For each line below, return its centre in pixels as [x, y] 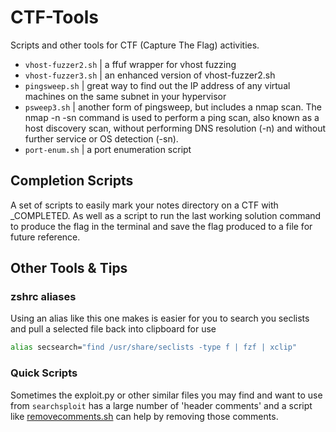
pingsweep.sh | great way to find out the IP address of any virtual [157, 85]
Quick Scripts [44, 373]
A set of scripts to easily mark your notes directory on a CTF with [144, 205]
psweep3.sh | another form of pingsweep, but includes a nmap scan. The [173, 107]
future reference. [45, 237]
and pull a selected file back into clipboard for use [113, 329]
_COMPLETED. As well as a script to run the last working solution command [166, 215]
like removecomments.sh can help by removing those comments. [144, 416]
